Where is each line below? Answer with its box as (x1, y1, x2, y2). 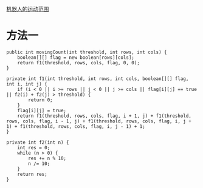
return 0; (28, 96, 53, 103)
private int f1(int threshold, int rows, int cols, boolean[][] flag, (6, 75, 189, 82)
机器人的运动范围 (6, 5, 49, 12)
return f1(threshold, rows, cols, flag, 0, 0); (17, 59, 140, 65)
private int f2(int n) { (6, 139, 69, 146)
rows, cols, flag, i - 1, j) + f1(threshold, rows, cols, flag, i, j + (6, 118, 191, 124)
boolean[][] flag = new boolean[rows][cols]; (17, 54, 135, 61)
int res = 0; (17, 144, 50, 150)
